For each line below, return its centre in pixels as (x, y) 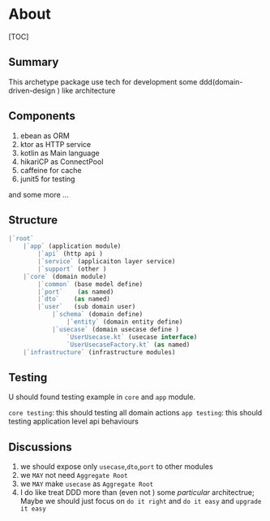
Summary (34, 62)
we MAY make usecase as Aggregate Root (87, 484)
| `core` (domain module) (65, 276)
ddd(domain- (221, 81)
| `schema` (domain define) (97, 315)
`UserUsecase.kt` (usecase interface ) (132, 337)
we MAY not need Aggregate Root (74, 475)
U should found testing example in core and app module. (102, 397)
